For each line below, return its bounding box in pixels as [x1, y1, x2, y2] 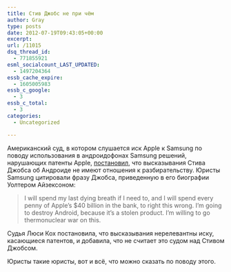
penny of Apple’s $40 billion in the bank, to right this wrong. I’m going [23, 201, 222, 209]
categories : [7, 112, 41, 119]
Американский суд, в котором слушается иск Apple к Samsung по [7, 144, 202, 152]
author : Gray [7, 17, 45, 23]
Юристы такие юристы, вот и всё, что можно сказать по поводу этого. [7, 257, 216, 265]
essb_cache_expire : [7, 74, 63, 81]
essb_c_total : [7, 100, 48, 107]
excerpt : [7, 36, 32, 43]
